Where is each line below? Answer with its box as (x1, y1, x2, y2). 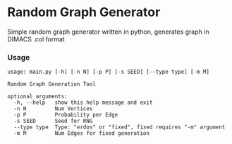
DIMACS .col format (7, 34, 65, 43)
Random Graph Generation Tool (7, 81, 97, 88)
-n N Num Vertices (13, 105, 93, 112)
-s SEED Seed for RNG (13, 117, 93, 125)
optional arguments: (7, 93, 68, 100)
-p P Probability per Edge (13, 112, 118, 119)
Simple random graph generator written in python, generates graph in (7, 27, 209, 36)
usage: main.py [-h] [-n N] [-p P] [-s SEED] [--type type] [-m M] (7, 68, 210, 76)
